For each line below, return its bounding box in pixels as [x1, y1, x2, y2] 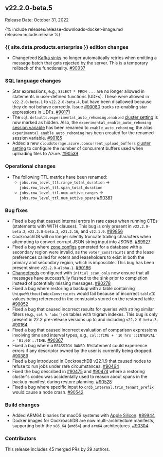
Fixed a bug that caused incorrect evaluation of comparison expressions [12, 327, 158, 332]
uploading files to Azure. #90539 [12, 151, 79, 157]
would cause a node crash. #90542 [12, 389, 84, 395]
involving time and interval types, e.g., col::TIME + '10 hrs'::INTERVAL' [12, 332, 158, 338]
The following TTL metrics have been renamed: [12, 174, 108, 180]
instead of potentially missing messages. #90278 [12, 280, 111, 286]
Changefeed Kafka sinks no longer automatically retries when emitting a [12, 55, 157, 61]
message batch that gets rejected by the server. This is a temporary [12, 60, 148, 66]
